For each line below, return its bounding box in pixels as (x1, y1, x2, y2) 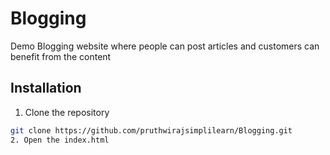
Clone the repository (24, 106, 110, 118)
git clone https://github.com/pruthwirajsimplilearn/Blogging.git (10, 125, 293, 136)
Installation (10, 80, 82, 97)
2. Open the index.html (10, 135, 110, 145)
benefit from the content (10, 50, 112, 62)
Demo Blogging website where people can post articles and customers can (10, 40, 320, 52)
